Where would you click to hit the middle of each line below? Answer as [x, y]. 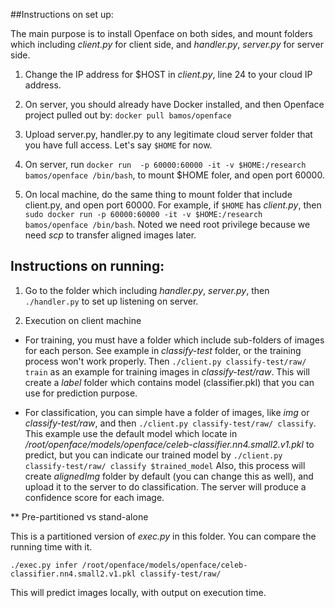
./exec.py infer [44, 565]
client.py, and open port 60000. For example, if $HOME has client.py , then [173, 205]
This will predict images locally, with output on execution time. [138, 592]
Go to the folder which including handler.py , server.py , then [147, 290]
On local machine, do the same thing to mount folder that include [158, 194]
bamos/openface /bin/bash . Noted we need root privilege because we [167, 224]
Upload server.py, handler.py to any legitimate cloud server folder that [168, 134]
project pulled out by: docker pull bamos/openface [128, 115]
